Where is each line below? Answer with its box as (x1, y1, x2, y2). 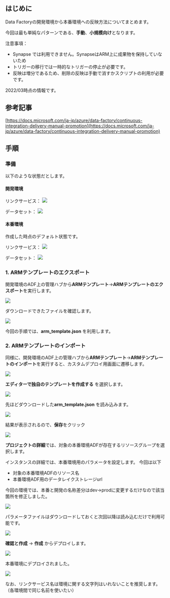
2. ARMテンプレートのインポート (5, 342, 86, 349)
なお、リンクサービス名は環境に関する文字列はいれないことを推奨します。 (5, 581, 161, 587)
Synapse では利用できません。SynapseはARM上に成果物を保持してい (12, 51, 158, 57)
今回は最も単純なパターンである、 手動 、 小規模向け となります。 (5, 29, 138, 36)
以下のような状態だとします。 (5, 173, 67, 179)
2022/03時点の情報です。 (5, 87, 59, 93)
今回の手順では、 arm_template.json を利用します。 (5, 328, 113, 334)
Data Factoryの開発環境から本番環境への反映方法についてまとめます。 (5, 19, 151, 25)
